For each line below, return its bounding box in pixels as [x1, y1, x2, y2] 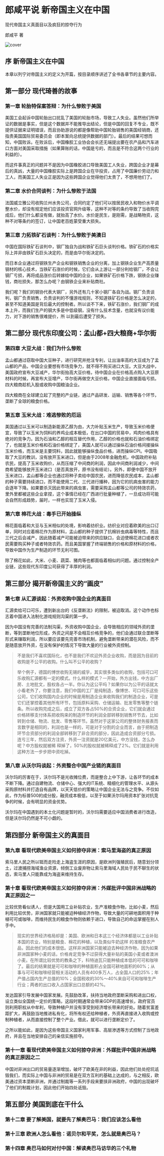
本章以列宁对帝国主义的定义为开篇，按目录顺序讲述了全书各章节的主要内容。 [5, 71, 159, 77]
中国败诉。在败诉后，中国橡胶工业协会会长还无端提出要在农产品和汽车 [13, 139, 155, 145]
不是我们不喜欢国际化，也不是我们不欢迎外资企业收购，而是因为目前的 [17, 652, 159, 658]
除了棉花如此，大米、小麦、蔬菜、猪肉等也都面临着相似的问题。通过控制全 [5, 557, 155, 563]
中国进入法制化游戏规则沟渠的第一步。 [13, 613, 91, 619]
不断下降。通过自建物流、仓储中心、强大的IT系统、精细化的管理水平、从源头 [5, 780, 159, 786]
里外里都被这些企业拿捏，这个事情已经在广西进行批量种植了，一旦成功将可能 [5, 491, 159, 497]
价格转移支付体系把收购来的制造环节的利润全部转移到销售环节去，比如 [17, 712, 159, 718]
